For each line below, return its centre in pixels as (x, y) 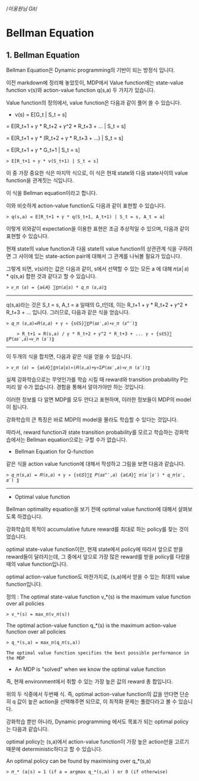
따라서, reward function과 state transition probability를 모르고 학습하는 (90, 432)
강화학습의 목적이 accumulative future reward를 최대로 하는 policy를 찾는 (92, 529)
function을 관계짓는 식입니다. (40, 180)
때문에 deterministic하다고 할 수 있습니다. (54, 749)
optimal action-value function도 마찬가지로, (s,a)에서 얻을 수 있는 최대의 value (98, 577)
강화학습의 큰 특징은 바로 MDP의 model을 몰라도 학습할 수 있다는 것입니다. (92, 420)
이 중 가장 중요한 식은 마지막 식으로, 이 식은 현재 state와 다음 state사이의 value (97, 173)
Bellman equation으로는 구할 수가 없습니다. (77, 440)
